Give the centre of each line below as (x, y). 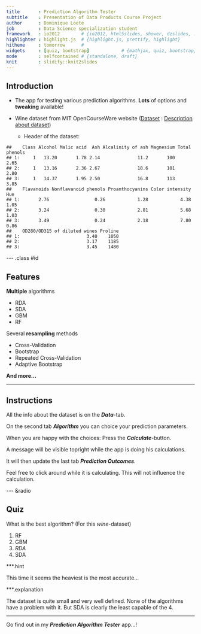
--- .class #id (22, 258)
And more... (22, 376)
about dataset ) (33, 125)
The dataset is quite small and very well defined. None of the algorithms (95, 601)
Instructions (29, 400)
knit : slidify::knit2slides (52, 62)
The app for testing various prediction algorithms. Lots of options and (101, 101)
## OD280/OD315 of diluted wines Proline (63, 231)
